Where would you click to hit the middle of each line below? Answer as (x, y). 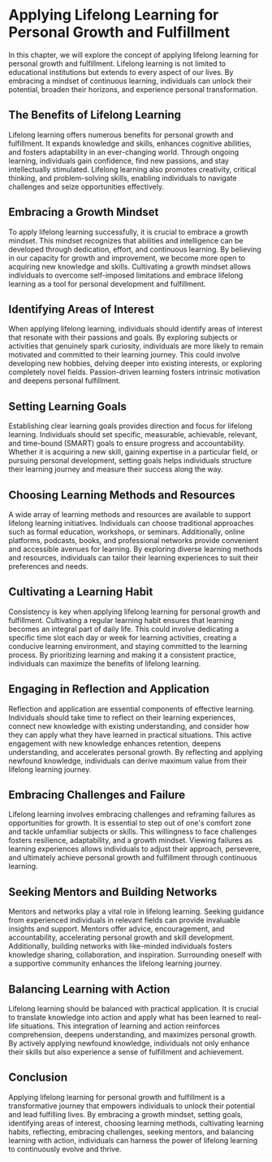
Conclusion (38, 1078)
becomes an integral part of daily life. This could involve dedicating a (124, 629)
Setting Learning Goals (68, 406)
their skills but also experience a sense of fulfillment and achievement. (126, 1052)
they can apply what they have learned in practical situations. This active (130, 734)
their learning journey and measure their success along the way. (116, 469)
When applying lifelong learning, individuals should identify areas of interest (136, 329)
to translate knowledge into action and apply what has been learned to (126, 1017)
